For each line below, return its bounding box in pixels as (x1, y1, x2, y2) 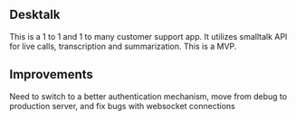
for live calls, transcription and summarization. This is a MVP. (9, 41, 237, 51)
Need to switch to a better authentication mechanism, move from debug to (9, 90, 288, 102)
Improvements (9, 67, 93, 82)
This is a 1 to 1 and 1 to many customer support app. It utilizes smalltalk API (9, 31, 288, 42)
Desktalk (9, 7, 61, 23)
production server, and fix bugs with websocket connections (9, 100, 235, 111)
